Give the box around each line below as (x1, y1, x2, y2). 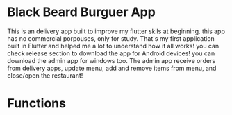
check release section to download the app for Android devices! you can (7, 49, 215, 57)
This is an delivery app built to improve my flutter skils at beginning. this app (7, 27, 226, 35)
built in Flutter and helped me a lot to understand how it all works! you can (7, 42, 219, 50)
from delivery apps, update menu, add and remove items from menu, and (7, 64, 217, 72)
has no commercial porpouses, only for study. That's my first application (7, 34, 215, 42)
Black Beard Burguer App (7, 4, 156, 20)
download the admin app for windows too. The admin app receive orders (7, 56, 216, 64)
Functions (7, 96, 66, 112)
